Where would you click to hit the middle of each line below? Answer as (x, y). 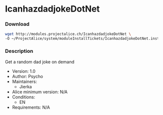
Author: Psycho (27, 76)
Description (19, 51)
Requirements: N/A (31, 107)
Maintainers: (24, 82)
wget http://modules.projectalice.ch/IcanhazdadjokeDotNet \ (68, 34)
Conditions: (24, 97)
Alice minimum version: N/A (40, 92)
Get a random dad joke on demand (40, 62)
